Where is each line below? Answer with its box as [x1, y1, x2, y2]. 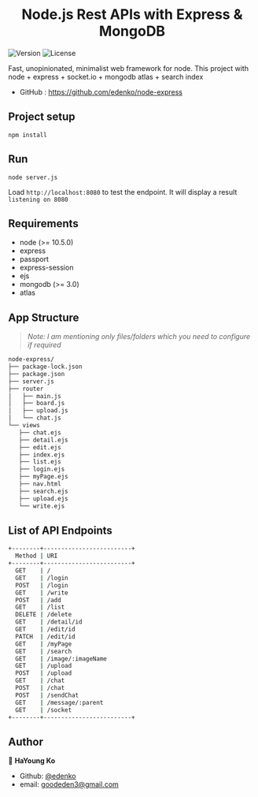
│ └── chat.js [8, 414, 61, 423]
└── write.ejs [18, 502, 65, 510]
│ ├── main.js [8, 392, 61, 400]
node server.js [8, 173, 58, 181]
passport [19, 255, 50, 264]
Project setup [8, 110, 76, 124]
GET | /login [15, 574, 68, 582]
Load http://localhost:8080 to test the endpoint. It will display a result [8, 187, 238, 196]
